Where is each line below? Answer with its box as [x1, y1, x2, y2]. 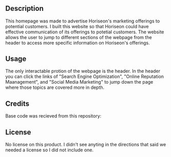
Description [5, 4, 44, 13]
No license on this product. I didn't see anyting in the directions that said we [5, 142, 166, 148]
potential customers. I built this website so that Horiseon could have [5, 23, 149, 29]
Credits [5, 99, 30, 108]
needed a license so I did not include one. [5, 147, 94, 153]
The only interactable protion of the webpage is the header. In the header [5, 68, 161, 74]
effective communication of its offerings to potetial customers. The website [5, 29, 164, 35]
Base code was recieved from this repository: [5, 113, 102, 119]
